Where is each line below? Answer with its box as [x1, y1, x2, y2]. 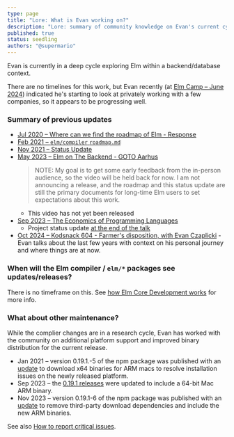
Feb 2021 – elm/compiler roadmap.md [17, 138, 121, 146]
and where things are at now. [17, 246, 101, 255]
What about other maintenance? [7, 312, 119, 322]
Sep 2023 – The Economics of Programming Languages [17, 216, 178, 225]
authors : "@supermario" [7, 42, 77, 49]
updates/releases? [7, 272, 72, 282]
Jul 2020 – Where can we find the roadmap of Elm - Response [17, 130, 196, 139]
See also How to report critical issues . [7, 422, 116, 430]
